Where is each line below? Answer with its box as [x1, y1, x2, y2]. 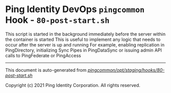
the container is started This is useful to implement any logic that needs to [5, 36, 161, 42]
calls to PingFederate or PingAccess [5, 52, 81, 59]
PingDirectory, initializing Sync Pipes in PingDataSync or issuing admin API [5, 47, 162, 53]
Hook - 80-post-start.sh [5, 14, 110, 26]
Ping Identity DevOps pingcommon [5, 4, 145, 15]
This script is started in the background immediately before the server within [5, 31, 166, 37]
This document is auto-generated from [5, 67, 87, 73]
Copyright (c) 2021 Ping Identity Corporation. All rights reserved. [5, 82, 141, 88]
